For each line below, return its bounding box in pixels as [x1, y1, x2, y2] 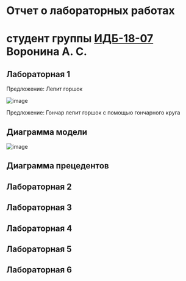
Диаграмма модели [6, 127, 87, 137]
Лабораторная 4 [6, 223, 73, 233]
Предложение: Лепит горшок [6, 85, 83, 92]
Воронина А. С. [6, 45, 87, 59]
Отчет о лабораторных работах [6, 4, 175, 18]
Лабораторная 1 [6, 69, 70, 80]
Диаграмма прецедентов [6, 160, 109, 171]
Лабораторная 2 [6, 181, 72, 192]
